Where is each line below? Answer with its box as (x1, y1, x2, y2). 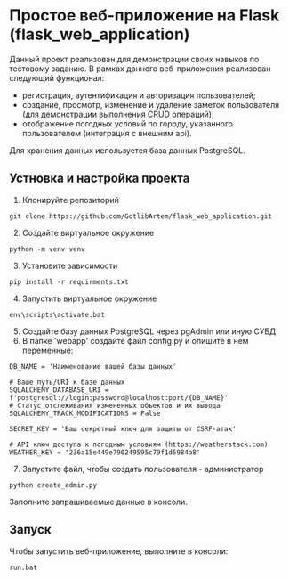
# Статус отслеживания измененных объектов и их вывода (9, 401, 221, 410)
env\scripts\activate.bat (9, 310, 105, 319)
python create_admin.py (9, 480, 98, 490)
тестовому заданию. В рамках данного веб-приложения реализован (9, 63, 271, 74)
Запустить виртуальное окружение (21, 293, 157, 304)
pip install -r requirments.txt (9, 277, 129, 286)
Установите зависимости (21, 260, 118, 271)
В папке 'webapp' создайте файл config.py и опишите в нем (21, 335, 249, 346)
